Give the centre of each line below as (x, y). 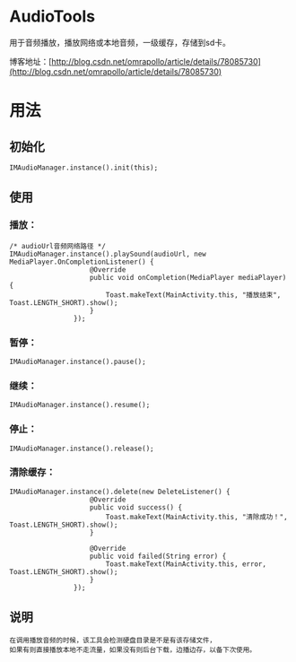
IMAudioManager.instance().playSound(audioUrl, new (108, 254)
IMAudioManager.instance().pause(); (78, 361)
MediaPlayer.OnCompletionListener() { (82, 262)
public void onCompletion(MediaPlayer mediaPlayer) (188, 277)
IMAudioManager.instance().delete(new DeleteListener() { (120, 492)
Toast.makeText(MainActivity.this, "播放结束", (193, 295)
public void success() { (135, 507)
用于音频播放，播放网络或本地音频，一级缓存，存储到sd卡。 (120, 42)
